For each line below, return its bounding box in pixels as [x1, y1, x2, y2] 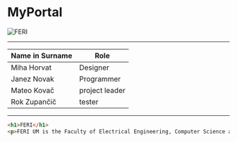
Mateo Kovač [11, 85, 55, 95]
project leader [78, 85, 126, 95]
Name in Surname [11, 51, 73, 60]
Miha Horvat [11, 63, 51, 72]
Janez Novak [11, 74, 54, 84]
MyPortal [7, 4, 63, 20]
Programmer [78, 74, 121, 84]
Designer [78, 63, 109, 72]
